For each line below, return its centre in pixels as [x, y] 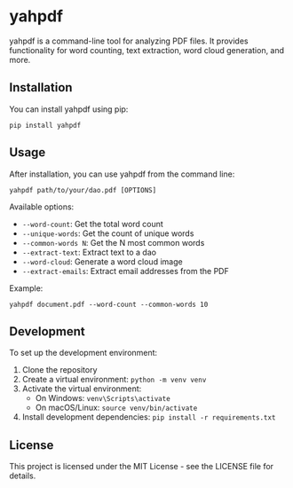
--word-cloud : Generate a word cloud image [103, 261]
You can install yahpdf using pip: [69, 109]
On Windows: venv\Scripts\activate [103, 398]
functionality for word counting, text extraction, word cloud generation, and [147, 50]
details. [23, 476]
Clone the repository [59, 370]
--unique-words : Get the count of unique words [108, 233]
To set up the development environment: [83, 353]
